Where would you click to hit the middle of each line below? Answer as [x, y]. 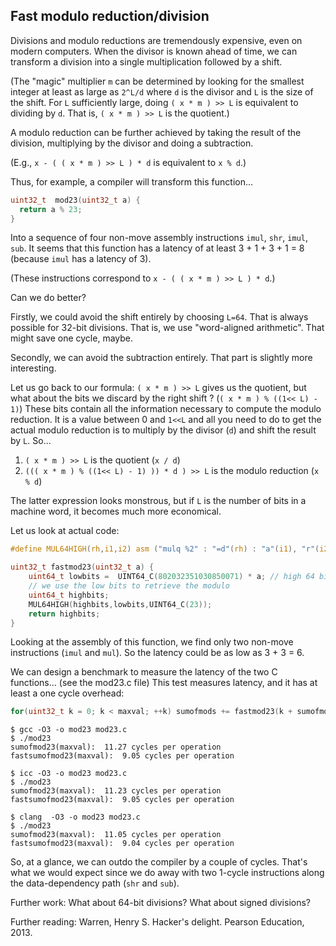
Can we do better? [48, 298]
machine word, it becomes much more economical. [116, 511]
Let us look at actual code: [65, 531]
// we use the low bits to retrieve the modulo [129, 586]
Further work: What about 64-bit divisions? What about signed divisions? [161, 903]
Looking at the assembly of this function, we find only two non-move [152, 642]
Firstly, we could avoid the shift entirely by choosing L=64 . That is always [159, 317]
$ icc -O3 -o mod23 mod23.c [69, 774]
